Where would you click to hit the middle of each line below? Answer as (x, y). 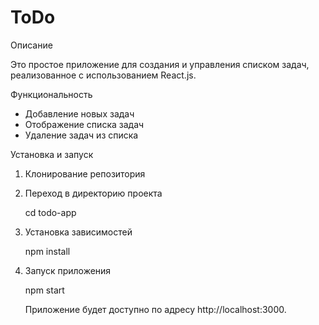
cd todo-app (50, 212)
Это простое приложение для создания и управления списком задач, (160, 64)
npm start (44, 290)
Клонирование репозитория (85, 173)
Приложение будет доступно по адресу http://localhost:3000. (155, 309)
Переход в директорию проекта (93, 193)
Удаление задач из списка (81, 135)
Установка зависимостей (78, 232)
